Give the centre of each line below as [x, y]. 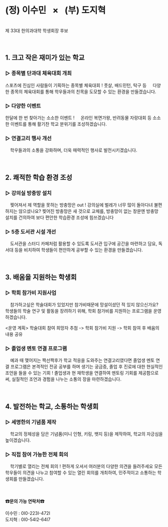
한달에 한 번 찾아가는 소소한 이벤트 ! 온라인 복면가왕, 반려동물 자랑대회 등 [78, 118]
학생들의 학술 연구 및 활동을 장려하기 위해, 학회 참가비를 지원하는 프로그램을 [79, 311]
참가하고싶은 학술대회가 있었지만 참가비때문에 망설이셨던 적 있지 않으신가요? [84, 305]
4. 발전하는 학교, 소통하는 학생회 [52, 406]
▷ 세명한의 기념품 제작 [31, 422]
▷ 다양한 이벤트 [23, 106]
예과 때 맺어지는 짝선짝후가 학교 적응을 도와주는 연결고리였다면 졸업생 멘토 [82, 360]
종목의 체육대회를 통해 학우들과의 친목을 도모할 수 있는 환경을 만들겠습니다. [83, 92]
